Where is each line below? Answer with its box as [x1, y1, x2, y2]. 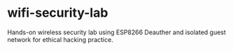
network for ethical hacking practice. [7, 35, 113, 43]
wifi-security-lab [7, 5, 108, 21]
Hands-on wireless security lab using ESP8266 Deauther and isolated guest [7, 28, 226, 36]
